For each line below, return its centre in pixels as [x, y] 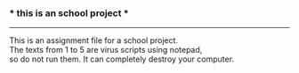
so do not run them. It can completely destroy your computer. [121, 59]
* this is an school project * [69, 13]
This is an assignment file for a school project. [94, 40]
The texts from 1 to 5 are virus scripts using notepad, [106, 50]
